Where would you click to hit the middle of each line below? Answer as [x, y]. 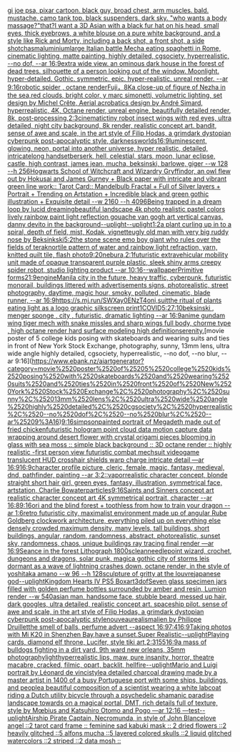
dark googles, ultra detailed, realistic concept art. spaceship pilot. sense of [117, 604]
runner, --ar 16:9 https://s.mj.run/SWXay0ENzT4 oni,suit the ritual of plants [115, 300]
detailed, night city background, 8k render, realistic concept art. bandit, [112, 125]
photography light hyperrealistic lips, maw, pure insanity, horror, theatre [111, 657]
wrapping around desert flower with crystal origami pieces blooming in [111, 437]
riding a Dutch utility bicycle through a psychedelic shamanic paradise [111, 695]
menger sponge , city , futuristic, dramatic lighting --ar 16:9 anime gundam [116, 315]
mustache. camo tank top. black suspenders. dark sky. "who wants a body [117, 18]
